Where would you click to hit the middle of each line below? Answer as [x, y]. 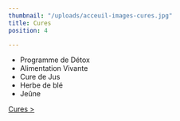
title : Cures [30, 23]
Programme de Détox [55, 60]
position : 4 [28, 30]
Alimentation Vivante [54, 68]
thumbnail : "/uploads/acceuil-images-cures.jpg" [90, 16]
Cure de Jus [40, 77]
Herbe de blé [41, 85]
